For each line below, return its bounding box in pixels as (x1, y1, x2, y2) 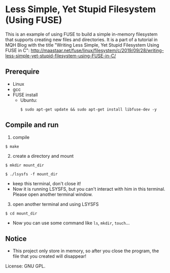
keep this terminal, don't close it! (12, 180, 81, 186)
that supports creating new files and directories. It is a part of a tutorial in (5, 37, 158, 43)
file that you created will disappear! (12, 253, 86, 259)
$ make (5, 144, 19, 149)
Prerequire (5, 67, 40, 76)
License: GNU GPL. (5, 263, 46, 269)
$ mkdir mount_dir (5, 162, 44, 168)
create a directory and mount (12, 153, 74, 159)
